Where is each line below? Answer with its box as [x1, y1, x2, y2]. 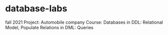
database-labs [5, 3, 68, 14]
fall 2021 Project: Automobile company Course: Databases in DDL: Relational [5, 19, 163, 25]
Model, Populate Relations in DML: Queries [5, 24, 94, 30]
